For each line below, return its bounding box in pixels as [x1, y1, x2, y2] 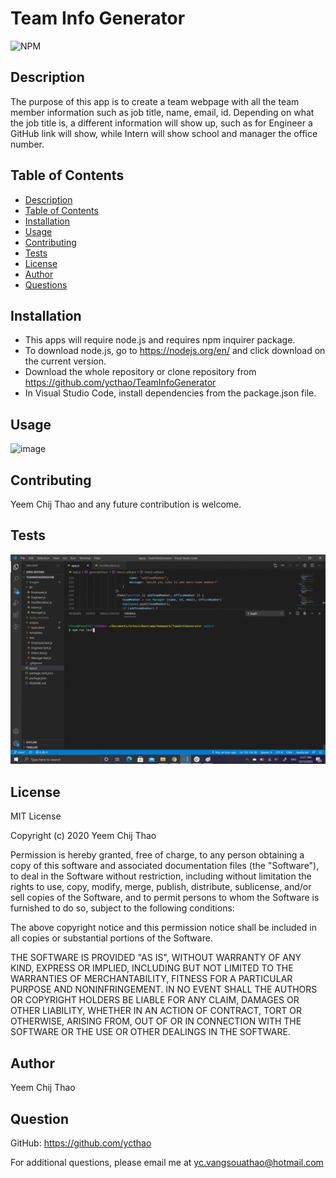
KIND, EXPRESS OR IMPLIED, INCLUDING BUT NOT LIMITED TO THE [10, 962, 294, 974]
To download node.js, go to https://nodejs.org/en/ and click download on [24, 345, 326, 357]
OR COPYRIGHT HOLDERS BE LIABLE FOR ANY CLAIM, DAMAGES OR [10, 994, 300, 1006]
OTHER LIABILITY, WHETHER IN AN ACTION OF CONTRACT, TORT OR [10, 1005, 302, 1017]
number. [10, 138, 45, 150]
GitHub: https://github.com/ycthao [10, 1137, 152, 1149]
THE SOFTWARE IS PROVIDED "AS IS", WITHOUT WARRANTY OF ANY [10, 952, 302, 964]
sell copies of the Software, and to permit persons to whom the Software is [10, 892, 320, 904]
